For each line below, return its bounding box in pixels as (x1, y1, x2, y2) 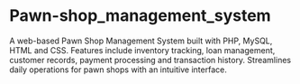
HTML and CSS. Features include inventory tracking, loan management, (9, 44, 276, 55)
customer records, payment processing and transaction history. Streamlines (9, 54, 291, 65)
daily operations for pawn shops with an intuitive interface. (9, 64, 227, 75)
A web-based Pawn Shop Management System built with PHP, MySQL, (9, 35, 273, 46)
